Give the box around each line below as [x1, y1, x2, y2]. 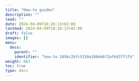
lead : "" [5, 17, 24, 22]
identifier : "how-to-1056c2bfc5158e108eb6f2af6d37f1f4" [14, 54, 135, 59]
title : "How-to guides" [5, 7, 56, 13]
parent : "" [14, 49, 37, 54]
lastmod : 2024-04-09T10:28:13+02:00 [5, 26, 82, 31]
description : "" [5, 12, 39, 17]
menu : [5, 40, 17, 45]
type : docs [5, 68, 28, 73]
